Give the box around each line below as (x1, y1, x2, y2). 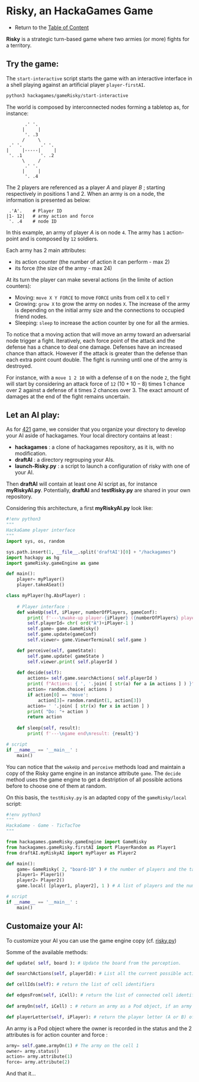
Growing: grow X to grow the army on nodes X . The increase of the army (14, 300, 191, 307)
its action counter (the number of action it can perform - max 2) (14, 258, 170, 265)
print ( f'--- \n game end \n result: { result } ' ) (27, 731, 139, 737)
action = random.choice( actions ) (27, 686, 113, 693)
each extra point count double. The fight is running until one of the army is (6, 356, 188, 363)
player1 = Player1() (17, 872, 65, 878)
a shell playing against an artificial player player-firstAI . (6, 81, 146, 88)
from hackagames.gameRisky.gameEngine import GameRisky (6, 839, 147, 845)
